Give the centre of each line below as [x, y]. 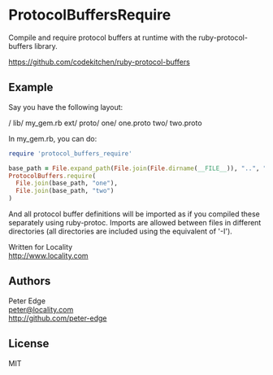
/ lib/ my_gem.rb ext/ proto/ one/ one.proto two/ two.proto [105, 123]
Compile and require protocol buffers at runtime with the [103, 37]
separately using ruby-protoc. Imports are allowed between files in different [135, 222]
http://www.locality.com [48, 255]
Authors [30, 281]
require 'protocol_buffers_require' [70, 153]
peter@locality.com [41, 309]
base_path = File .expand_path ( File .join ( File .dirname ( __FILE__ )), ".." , [134, 168]
